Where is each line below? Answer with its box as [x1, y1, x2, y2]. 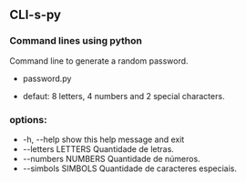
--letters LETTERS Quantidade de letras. [22, 143, 175, 154]
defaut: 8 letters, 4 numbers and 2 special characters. [22, 90, 225, 101]
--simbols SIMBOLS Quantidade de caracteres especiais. [22, 163, 237, 174]
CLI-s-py [9, 7, 62, 23]
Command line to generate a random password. [9, 55, 189, 66]
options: [9, 113, 47, 126]
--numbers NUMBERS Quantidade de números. [22, 153, 200, 164]
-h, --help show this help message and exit [22, 134, 185, 145]
